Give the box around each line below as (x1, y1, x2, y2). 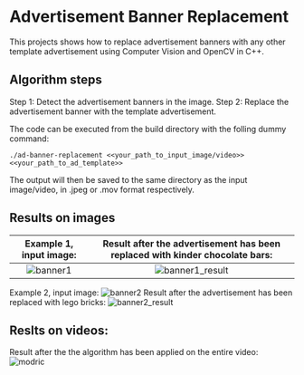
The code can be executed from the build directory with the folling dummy (9, 123, 287, 134)
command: (9, 133, 50, 144)
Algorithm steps (9, 72, 102, 88)
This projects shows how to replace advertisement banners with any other (9, 36, 287, 47)
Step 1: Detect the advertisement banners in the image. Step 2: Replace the (9, 96, 290, 107)
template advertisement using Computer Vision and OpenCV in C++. (9, 45, 265, 56)
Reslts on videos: (9, 322, 109, 338)
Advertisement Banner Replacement (9, 6, 290, 27)
